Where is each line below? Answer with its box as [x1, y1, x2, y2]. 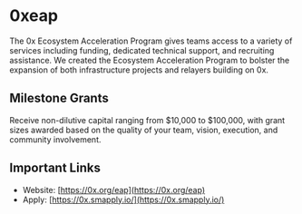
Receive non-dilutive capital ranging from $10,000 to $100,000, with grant [9, 114, 286, 125]
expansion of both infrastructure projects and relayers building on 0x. [9, 64, 269, 75]
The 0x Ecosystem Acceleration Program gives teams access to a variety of [9, 35, 293, 46]
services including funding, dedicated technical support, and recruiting [9, 44, 275, 55]
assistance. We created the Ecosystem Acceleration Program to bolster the [9, 54, 290, 65]
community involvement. [9, 133, 102, 145]
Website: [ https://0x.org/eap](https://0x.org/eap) [22, 184, 206, 195]
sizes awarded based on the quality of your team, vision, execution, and [9, 124, 278, 135]
